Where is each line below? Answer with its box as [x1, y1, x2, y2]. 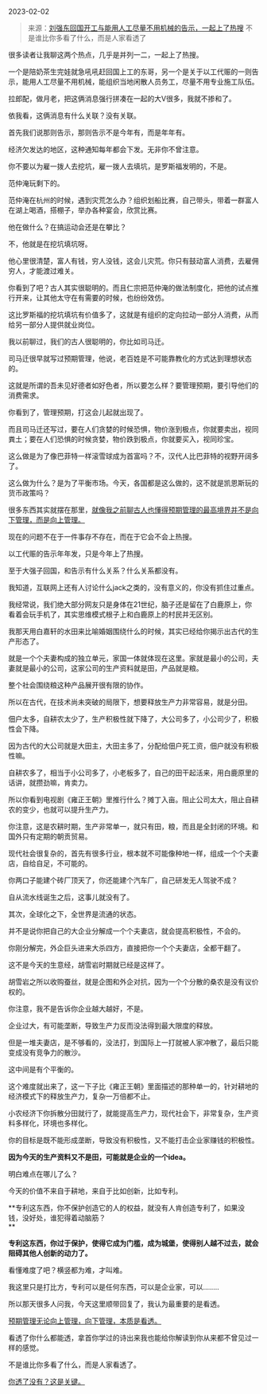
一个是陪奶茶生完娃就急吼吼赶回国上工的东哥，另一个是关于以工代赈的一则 [8, 67, 252, 76]
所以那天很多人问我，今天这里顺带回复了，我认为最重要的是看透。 [8, 1299, 224, 1309]
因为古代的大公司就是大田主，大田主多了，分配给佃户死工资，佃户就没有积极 [8, 741, 259, 750]
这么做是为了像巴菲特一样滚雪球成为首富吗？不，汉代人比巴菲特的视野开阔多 [8, 452, 259, 460]
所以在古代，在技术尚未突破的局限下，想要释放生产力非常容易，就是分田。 [8, 697, 252, 707]
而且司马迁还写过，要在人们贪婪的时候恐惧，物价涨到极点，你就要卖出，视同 [8, 425, 259, 433]
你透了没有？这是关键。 [8, 1377, 85, 1386]
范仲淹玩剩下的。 [8, 178, 64, 188]
